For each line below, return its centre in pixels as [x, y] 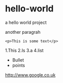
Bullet [18, 60]
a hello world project [26, 22]
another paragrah [23, 32]
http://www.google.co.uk [30, 75]
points [19, 65]
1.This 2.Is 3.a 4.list [24, 50]
